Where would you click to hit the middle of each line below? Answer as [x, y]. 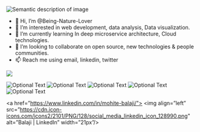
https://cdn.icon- [41, 109]
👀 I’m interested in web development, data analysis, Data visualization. [102, 27]
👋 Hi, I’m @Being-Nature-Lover [53, 21]
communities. [32, 53]
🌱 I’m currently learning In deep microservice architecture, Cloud [95, 34]
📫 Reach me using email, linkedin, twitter [67, 60]
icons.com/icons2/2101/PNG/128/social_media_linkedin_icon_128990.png [97, 116]
